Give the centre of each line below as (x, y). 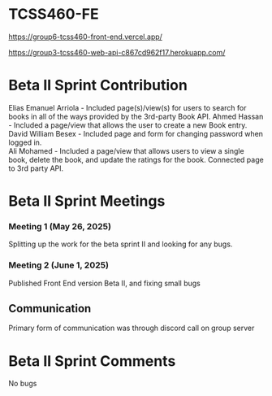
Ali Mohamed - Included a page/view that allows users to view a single (127, 150)
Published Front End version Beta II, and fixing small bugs (104, 283)
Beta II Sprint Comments (92, 361)
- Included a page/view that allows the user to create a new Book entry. (128, 125)
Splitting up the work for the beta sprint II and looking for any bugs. (121, 244)
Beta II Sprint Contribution (98, 85)
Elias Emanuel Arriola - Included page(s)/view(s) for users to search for (127, 107)
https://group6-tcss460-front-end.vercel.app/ (85, 37)
